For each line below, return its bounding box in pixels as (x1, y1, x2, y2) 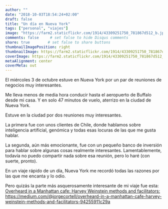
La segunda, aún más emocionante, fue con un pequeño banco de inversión (5, 142, 162, 148)
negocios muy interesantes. (5, 82, 62, 88)
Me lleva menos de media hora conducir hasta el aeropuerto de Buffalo (5, 92, 151, 98)
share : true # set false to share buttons (5, 40, 111, 45)
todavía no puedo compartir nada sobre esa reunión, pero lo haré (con (5, 153, 150, 159)
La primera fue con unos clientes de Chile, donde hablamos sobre (5, 122, 141, 128)
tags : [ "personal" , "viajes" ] (5, 26, 68, 31)
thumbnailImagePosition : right (5, 44, 70, 49)
